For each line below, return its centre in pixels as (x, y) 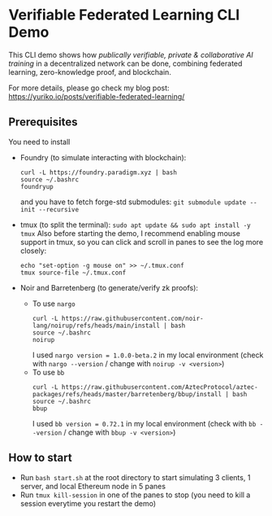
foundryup (37, 186)
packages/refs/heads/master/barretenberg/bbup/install (127, 394)
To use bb (48, 372)
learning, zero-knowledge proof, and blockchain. (90, 72)
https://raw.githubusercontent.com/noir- (133, 318)
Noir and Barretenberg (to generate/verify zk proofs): (109, 287)
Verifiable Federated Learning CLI (124, 15)
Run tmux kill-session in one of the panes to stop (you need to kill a (135, 495)
